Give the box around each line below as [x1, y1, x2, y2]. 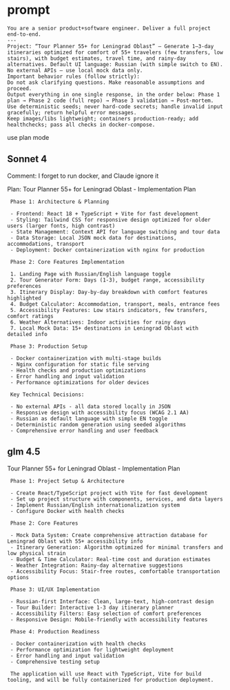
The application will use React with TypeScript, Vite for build [10, 670, 202, 677]
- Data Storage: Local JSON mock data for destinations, [10, 234, 177, 241]
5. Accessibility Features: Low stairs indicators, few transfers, [10, 306, 208, 313]
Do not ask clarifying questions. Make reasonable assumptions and [7, 79, 205, 86]
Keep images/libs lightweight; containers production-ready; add [7, 115, 198, 122]
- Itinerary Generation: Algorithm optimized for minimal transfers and [10, 543, 224, 551]
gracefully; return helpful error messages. [7, 109, 137, 116]
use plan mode [7, 133, 50, 141]
